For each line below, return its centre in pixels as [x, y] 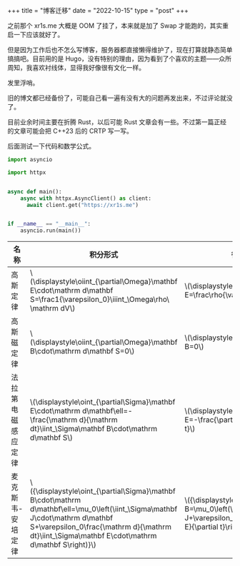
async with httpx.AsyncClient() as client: [86, 198]
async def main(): [35, 191]
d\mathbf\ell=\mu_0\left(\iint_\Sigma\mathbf [104, 509]
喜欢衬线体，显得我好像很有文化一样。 [88, 67]
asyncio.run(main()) [51, 231]
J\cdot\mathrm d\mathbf [71, 518]
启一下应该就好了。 [36, 35]
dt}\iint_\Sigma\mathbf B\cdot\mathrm [94, 429]
